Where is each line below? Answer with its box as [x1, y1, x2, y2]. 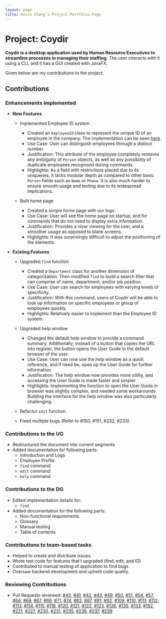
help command [19, 474, 51, 480]
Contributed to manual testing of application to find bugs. [12, 563, 130, 569]
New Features [12, 111, 42, 117]
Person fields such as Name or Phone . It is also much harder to [27, 178, 151, 184]
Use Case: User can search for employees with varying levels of [27, 284, 159, 290]
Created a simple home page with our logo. [27, 208, 116, 214]
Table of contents [19, 529, 56, 535]
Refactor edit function [19, 408, 66, 414]
